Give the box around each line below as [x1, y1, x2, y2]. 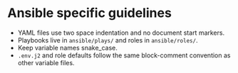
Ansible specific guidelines [7, 5, 172, 21]
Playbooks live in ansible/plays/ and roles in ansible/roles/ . [17, 35, 198, 44]
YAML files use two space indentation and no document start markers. [17, 28, 225, 37]
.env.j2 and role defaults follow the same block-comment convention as [17, 51, 231, 60]
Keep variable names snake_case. [17, 43, 118, 52]
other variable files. [17, 58, 75, 67]
